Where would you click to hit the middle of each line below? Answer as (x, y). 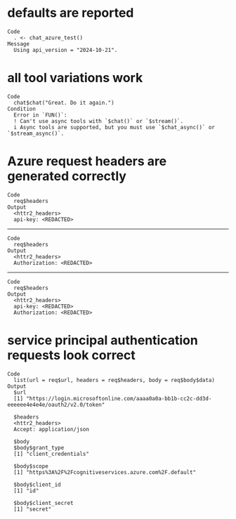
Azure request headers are (87, 161)
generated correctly (67, 176)
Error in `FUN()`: (41, 115)
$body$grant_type (39, 447)
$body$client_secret (44, 503)
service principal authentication (103, 340)
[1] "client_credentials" (52, 454)
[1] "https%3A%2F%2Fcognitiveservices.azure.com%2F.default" (105, 472)
